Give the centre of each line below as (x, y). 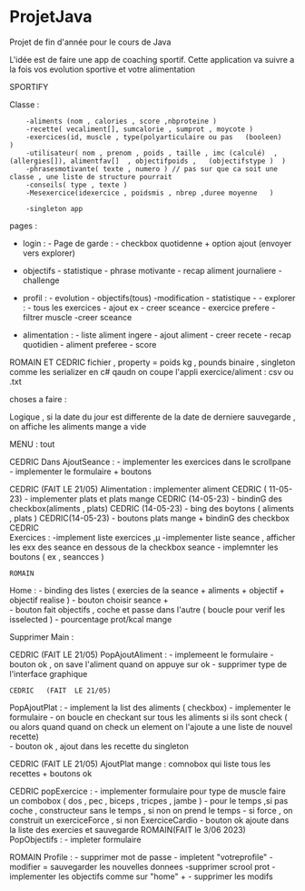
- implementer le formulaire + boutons (81, 471)
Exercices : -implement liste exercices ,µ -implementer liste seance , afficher (152, 537)
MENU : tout (32, 444)
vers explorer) (49, 253)
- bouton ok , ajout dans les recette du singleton (99, 746)
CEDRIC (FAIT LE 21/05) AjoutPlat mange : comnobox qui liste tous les (140, 764)
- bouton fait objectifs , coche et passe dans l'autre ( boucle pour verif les (148, 609)
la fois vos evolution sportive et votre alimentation (102, 69)
